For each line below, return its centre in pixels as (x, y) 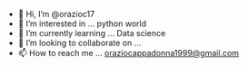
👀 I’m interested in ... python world (82, 24)
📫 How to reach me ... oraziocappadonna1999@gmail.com (128, 53)
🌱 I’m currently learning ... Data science (92, 33)
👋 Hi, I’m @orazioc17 (56, 14)
